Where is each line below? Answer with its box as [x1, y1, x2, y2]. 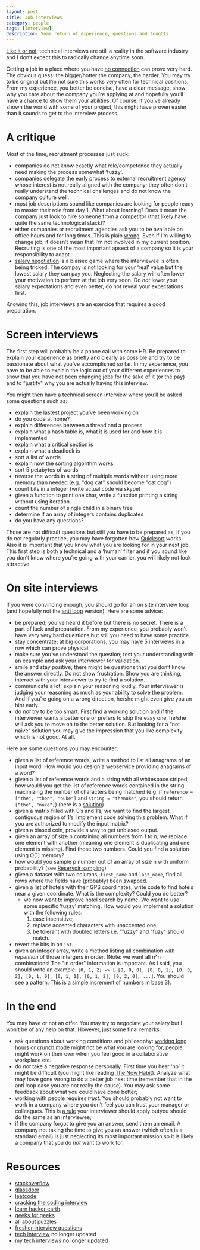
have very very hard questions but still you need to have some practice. [14, 631, 190, 638]
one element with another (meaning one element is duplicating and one [14, 839, 190, 846]
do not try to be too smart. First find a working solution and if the [14, 708, 174, 715]
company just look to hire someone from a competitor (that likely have [14, 213, 187, 220]
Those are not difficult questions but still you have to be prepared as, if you [6, 528, 190, 536]
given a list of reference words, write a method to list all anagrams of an [14, 756, 191, 763]
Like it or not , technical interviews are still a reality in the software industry [6, 47, 189, 54]
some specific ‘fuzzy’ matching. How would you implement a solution [23, 902, 194, 909]
